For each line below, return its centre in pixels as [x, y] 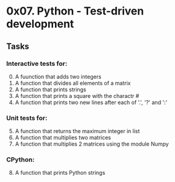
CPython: [21, 160]
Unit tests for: [27, 118]
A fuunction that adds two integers [58, 76]
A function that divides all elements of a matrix [73, 83]
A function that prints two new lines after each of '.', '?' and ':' [91, 102]
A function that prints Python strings [60, 173]
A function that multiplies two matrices [63, 138]
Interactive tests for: [37, 63]
